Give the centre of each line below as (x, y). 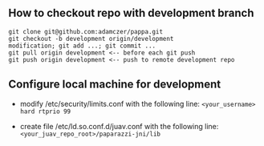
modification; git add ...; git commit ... (82, 46)
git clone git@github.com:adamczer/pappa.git (85, 31)
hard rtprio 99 (45, 112)
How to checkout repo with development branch (131, 13)
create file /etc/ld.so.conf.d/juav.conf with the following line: (119, 126)
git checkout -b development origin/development (91, 39)
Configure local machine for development (115, 85)
